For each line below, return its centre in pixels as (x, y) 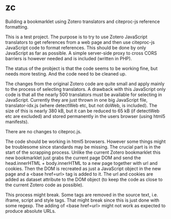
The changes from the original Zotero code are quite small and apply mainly (85, 84)
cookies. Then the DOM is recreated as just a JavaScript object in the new (83, 168)
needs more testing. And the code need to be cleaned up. (66, 74)
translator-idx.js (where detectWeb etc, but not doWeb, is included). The (81, 105)
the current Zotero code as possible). (44, 185)
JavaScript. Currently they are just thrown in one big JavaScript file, (77, 100)
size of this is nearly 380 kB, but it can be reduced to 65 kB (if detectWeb (82, 111)
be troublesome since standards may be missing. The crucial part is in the (83, 147)
